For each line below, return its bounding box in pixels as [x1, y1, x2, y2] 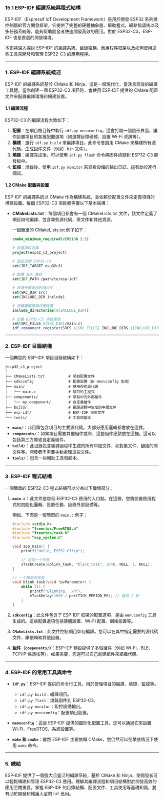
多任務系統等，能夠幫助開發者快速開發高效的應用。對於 [5, 28, 116, 35]
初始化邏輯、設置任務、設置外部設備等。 [20, 501, 102, 507]
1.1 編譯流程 [5, 105, 28, 111]
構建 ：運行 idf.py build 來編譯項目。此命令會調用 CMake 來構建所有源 [12, 140, 156, 145]
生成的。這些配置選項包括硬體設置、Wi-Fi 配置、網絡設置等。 [12, 618, 136, 624]
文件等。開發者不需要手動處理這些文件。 [12, 449, 94, 455]
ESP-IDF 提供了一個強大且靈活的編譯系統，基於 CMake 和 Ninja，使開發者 [5, 772, 154, 779]
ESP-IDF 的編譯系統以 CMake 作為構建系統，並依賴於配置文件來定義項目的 [5, 194, 155, 200]
